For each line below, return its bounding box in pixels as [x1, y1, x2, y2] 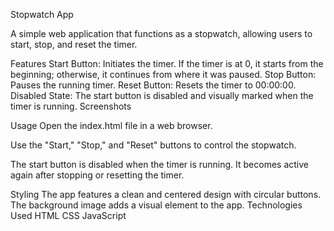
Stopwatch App [10, 9, 74, 20]
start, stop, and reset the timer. [10, 39, 138, 50]
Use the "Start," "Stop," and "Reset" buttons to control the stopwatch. [10, 139, 297, 151]
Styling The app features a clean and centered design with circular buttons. [10, 189, 322, 200]
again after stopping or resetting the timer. [10, 169, 185, 181]
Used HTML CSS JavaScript [10, 210, 127, 221]
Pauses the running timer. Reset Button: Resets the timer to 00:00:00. [10, 79, 297, 91]
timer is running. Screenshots [10, 100, 132, 112]
